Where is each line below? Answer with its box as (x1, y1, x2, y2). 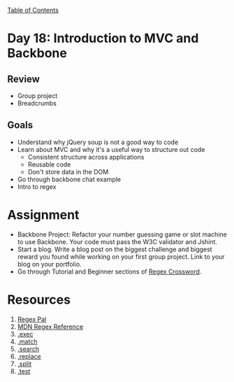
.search (17, 344, 40, 353)
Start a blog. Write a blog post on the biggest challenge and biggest (17, 245, 212, 253)
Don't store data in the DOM (27, 167, 109, 176)
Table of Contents (7, 6, 59, 14)
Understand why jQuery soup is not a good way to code (17, 138, 179, 146)
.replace (17, 352, 42, 360)
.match (17, 337, 38, 346)
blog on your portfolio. (17, 260, 82, 268)
